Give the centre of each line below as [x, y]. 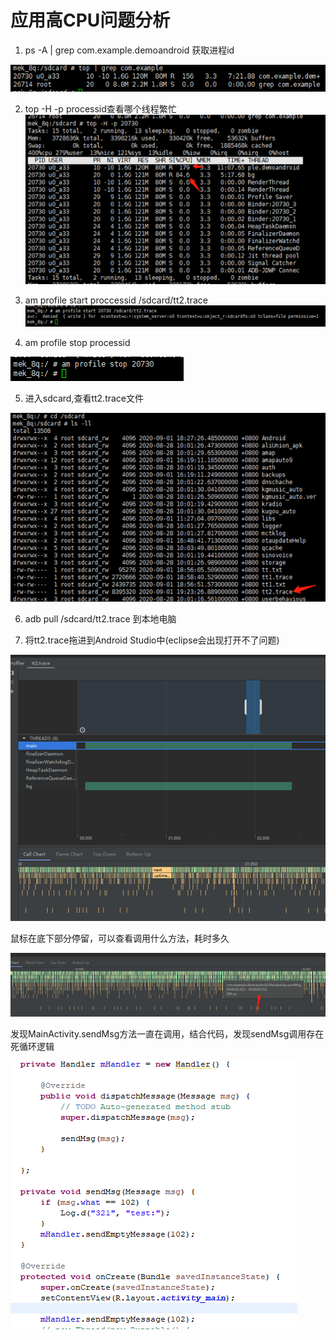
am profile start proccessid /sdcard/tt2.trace [116, 300]
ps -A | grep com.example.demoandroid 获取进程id [129, 50]
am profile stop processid [77, 343]
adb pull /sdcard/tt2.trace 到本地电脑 [100, 618]
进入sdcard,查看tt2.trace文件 [84, 398]
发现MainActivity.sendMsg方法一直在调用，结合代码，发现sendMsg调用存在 [167, 1034]
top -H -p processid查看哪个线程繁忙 [100, 108]
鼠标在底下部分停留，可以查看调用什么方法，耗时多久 [120, 938]
